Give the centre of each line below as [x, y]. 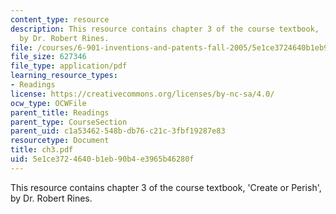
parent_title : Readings [60, 112]
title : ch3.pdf [42, 150]
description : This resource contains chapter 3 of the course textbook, [165, 29]
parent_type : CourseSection [69, 122]
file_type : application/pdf [69, 66]
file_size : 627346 [48, 57]
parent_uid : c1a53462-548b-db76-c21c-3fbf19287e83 [118, 131]
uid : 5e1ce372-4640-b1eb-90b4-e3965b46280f [102, 159]
